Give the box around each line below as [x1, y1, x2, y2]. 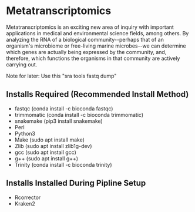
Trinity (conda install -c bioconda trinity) [14, 161, 113, 168]
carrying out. [6, 60, 38, 68]
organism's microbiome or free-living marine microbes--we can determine [6, 42, 186, 49]
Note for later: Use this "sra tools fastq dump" [6, 72, 117, 79]
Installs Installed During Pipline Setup [6, 178, 146, 189]
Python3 [14, 130, 35, 137]
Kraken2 [14, 200, 35, 207]
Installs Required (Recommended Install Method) [6, 89, 189, 99]
